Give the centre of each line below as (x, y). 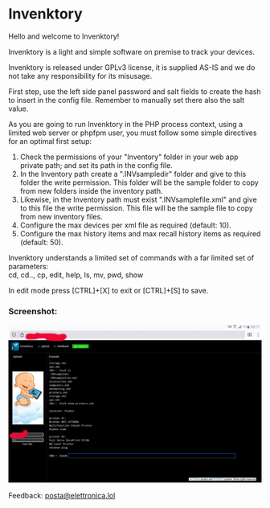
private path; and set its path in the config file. (96, 165)
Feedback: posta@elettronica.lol (62, 496)
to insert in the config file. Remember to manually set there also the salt (127, 100)
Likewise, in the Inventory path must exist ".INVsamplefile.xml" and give (138, 199)
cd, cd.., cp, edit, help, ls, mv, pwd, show (76, 275)
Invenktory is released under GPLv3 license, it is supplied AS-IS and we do (132, 67)
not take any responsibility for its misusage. (80, 76)
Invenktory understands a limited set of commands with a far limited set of (131, 257)
